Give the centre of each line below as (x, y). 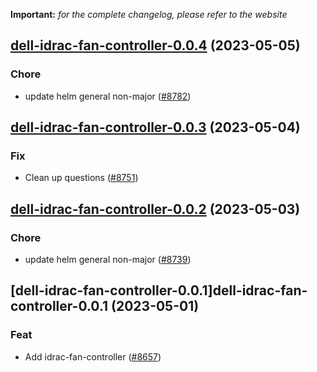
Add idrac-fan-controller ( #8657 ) (93, 356)
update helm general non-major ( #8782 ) (108, 96)
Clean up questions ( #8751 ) (81, 178)
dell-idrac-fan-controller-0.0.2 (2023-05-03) (155, 209)
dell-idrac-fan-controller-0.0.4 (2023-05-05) (155, 45)
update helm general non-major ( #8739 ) (108, 260)
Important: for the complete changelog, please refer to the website (149, 14)
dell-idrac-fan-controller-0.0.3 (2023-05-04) (155, 127)
